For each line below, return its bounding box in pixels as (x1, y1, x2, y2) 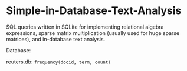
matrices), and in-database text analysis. (6, 35, 106, 42)
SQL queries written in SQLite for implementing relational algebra (6, 23, 164, 30)
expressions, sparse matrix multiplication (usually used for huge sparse (6, 29, 180, 36)
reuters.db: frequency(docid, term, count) (6, 58, 111, 65)
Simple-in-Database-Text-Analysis (6, 4, 182, 17)
